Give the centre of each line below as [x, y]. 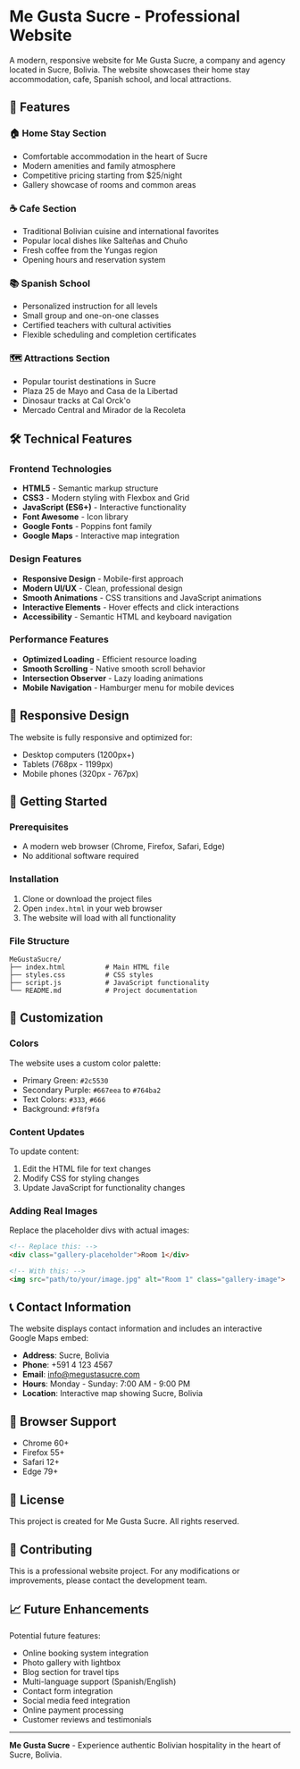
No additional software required [80, 856]
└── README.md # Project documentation [104, 990]
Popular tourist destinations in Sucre [89, 381]
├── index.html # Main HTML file [89, 967]
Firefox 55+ [43, 1453]
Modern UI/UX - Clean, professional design [102, 588]
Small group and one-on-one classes [90, 316]
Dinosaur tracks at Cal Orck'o [76, 400]
